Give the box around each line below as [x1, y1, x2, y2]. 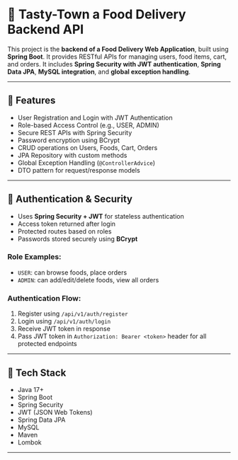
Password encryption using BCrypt [17, 136, 120, 144]
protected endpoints [17, 340, 77, 348]
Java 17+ [17, 385, 44, 393]
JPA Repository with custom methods [17, 151, 127, 159]
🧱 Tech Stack [7, 367, 67, 379]
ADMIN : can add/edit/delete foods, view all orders [17, 275, 159, 284]
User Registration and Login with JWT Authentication [17, 113, 173, 122]
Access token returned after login [17, 219, 115, 228]
